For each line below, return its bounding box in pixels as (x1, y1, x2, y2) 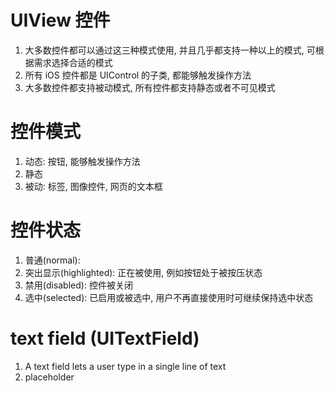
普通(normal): (24, 254, 81, 266)
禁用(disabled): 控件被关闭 (24, 279, 133, 291)
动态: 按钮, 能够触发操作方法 (24, 155, 141, 167)
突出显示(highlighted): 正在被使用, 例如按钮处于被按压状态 (24, 266, 263, 278)
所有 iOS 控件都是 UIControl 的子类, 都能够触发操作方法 (24, 69, 252, 81)
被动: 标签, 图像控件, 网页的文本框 (24, 180, 163, 192)
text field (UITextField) (10, 327, 200, 350)
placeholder (24, 371, 75, 383)
